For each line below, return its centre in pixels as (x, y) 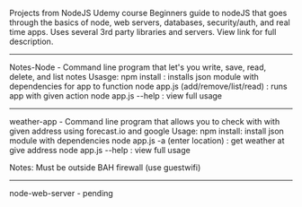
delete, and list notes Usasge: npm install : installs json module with (134, 77)
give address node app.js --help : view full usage (100, 150)
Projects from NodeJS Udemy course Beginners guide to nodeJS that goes (148, 13)
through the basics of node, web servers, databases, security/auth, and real (150, 22)
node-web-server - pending (62, 193)
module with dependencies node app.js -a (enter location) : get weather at (147, 141)
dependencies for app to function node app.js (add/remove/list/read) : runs (148, 86)
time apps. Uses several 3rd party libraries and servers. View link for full (143, 32)
